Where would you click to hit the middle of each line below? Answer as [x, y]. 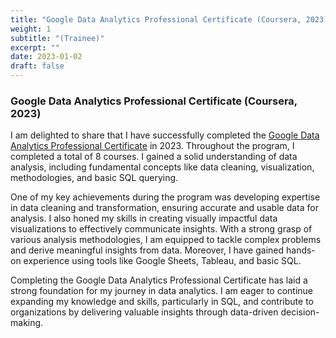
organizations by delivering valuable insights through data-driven [144, 312]
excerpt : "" [35, 47]
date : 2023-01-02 [46, 57]
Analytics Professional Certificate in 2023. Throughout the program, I [152, 146]
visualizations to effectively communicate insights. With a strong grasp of [161, 229]
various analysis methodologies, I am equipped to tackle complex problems [166, 240]
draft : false [37, 66]
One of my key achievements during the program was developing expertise [165, 197]
